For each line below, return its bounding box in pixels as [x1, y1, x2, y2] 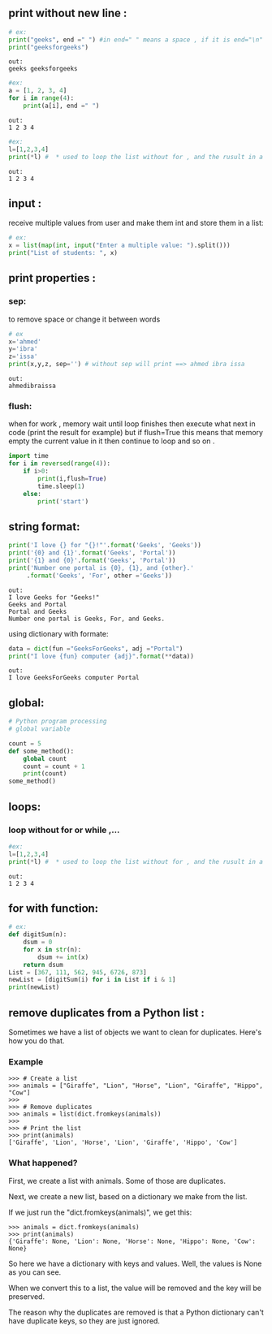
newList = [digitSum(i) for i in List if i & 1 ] [8, 976, 176, 984]
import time [8, 452, 49, 460]
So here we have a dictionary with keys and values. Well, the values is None [8, 1258, 262, 1268]
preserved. [8, 1291, 45, 1302]
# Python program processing [8, 718, 107, 726]
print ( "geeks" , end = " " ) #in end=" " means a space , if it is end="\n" [8, 36, 264, 44]
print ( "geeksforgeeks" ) [8, 43, 89, 51]
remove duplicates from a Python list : [8, 1006, 205, 1020]
